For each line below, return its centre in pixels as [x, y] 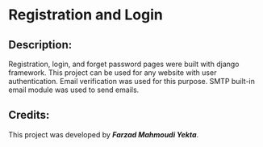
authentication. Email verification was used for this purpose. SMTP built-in [132, 81]
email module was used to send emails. [74, 90]
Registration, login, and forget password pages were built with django [124, 64]
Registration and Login [86, 15]
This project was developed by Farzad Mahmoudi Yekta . [104, 134]
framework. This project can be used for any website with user [113, 73]
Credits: [29, 115]
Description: [40, 45]
